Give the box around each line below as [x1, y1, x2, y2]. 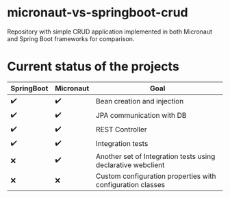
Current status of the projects [7, 59, 179, 75]
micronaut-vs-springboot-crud [7, 5, 188, 21]
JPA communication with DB [95, 111, 187, 121]
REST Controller [95, 125, 147, 134]
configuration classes [95, 180, 166, 189]
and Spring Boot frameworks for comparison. [7, 34, 135, 42]
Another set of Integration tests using [95, 151, 216, 161]
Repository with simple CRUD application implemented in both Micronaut [7, 27, 213, 36]
